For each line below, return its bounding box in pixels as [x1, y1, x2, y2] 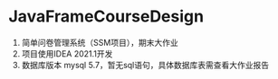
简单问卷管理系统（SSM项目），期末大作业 [21, 37, 178, 48]
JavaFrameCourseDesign [8, 6, 205, 27]
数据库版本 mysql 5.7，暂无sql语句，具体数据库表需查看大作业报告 [21, 59, 269, 70]
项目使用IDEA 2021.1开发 [21, 48, 113, 59]
